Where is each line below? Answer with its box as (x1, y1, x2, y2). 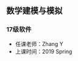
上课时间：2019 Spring (15, 48, 73, 55)
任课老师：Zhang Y (15, 40, 64, 47)
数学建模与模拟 (6, 5, 63, 16)
